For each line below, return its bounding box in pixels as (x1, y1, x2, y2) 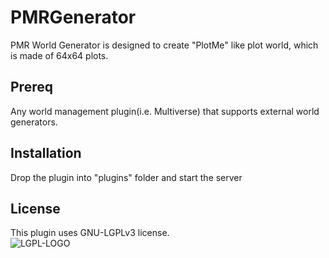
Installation (10, 145, 82, 162)
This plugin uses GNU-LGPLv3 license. (10, 227, 170, 239)
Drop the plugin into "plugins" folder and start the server (10, 171, 243, 183)
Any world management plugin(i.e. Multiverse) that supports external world (10, 105, 320, 117)
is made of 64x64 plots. (10, 49, 109, 61)
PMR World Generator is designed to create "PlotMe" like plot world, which (10, 39, 319, 51)
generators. (10, 116, 58, 128)
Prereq (10, 79, 53, 96)
